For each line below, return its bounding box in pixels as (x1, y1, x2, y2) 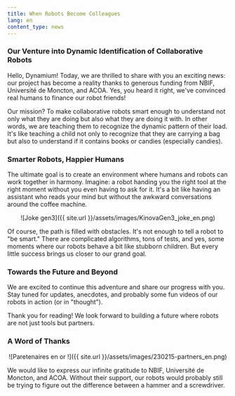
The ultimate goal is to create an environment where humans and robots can (7, 170, 228, 179)
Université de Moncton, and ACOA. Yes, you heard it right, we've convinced (7, 86, 226, 95)
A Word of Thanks (7, 336, 70, 346)
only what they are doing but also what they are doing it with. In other (7, 114, 208, 123)
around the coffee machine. (7, 200, 88, 208)
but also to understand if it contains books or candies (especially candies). (7, 137, 223, 145)
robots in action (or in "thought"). (7, 298, 103, 306)
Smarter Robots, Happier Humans (7, 154, 125, 164)
